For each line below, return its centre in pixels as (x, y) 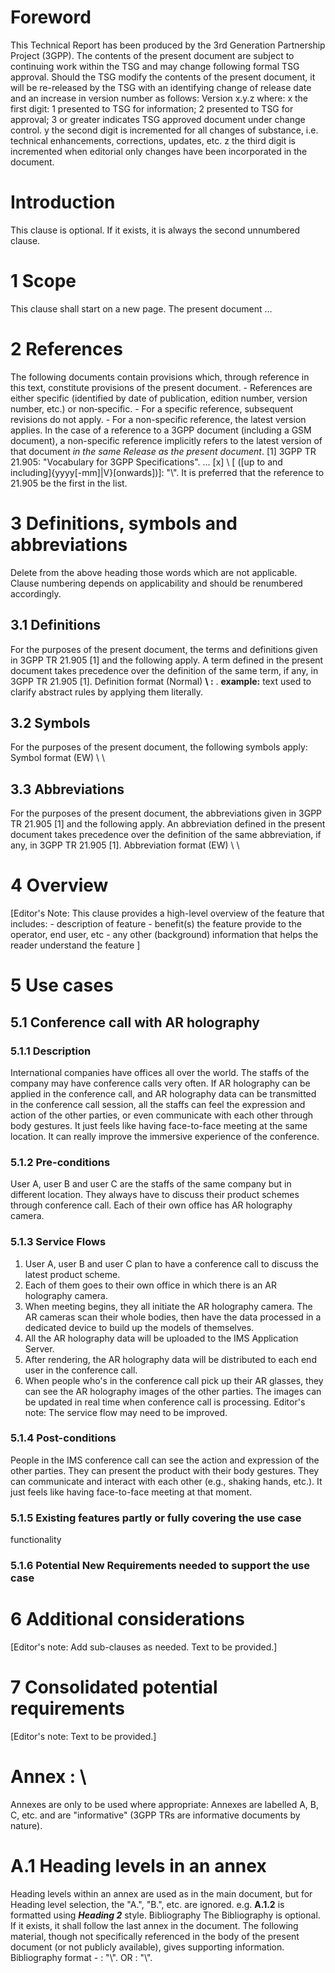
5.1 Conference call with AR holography (135, 1022)
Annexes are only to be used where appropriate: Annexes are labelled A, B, (164, 1804)
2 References (66, 349)
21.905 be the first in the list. (69, 483)
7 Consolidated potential (114, 1687)
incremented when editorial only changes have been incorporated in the (159, 151)
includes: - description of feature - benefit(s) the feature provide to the (156, 924)
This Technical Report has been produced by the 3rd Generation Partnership (168, 45)
